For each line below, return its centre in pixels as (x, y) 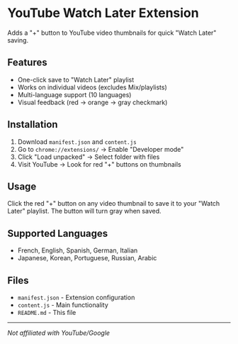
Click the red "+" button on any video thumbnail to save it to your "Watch (114, 204)
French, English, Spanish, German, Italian (78, 250)
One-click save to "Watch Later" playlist (76, 79)
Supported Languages (58, 233)
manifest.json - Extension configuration (76, 297)
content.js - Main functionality (63, 305)
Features (27, 63)
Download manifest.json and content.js (77, 142)
